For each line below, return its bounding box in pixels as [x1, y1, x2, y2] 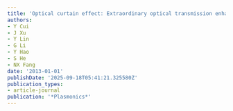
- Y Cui [7, 23, 30, 30]
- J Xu [7, 29, 26, 37]
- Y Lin [7, 36, 30, 43]
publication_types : [7, 81, 64, 88]
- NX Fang [7, 61, 36, 68]
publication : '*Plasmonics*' [7, 94, 92, 101]
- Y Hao [7, 49, 30, 56]
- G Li [7, 42, 26, 49]
